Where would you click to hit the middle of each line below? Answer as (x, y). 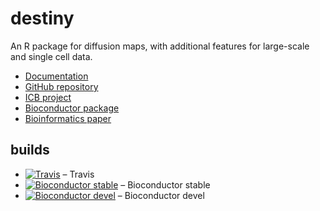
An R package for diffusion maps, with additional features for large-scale (160, 46)
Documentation (56, 76)
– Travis (78, 174)
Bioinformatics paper (68, 118)
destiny (42, 18)
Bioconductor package (72, 108)
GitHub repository (61, 86)
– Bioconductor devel (161, 195)
